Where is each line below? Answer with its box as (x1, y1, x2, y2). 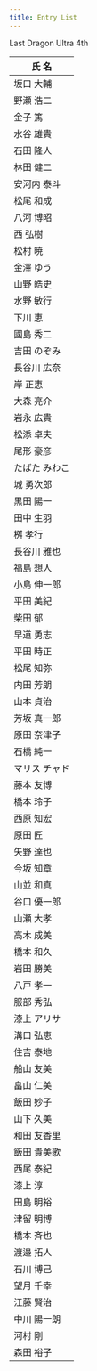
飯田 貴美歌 (13, 1146, 61, 1158)
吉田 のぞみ (13, 345, 61, 357)
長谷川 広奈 (13, 361, 61, 374)
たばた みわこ (13, 461, 70, 474)
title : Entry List (9, 12, 77, 22)
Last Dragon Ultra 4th (9, 37, 89, 48)
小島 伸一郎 (13, 578, 61, 590)
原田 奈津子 (13, 728, 61, 741)
